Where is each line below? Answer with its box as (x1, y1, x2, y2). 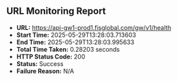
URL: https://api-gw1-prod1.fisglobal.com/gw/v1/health (16, 23, 172, 31)
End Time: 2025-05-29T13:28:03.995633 (16, 37, 135, 46)
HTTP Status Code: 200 (16, 52, 86, 61)
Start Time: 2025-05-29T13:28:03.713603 (16, 31, 136, 39)
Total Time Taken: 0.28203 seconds (16, 45, 120, 53)
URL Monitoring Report (6, 5, 107, 17)
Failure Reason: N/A (16, 67, 75, 75)
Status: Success (16, 59, 64, 67)
